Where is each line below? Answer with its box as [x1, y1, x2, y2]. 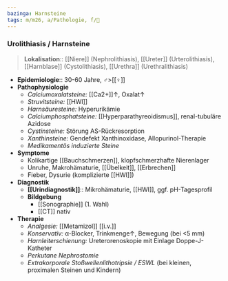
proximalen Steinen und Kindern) [27, 266, 121, 274]
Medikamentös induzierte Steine [27, 141, 119, 149]
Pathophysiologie [17, 83, 69, 91]
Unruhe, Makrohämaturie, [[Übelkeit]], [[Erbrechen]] [27, 163, 176, 171]
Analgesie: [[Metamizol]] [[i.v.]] [27, 222, 116, 230]
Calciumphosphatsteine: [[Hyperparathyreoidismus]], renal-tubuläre [27, 112, 222, 121]
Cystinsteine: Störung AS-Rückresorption [27, 127, 145, 135]
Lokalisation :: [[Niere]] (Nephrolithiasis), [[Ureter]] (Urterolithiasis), [23, 54, 215, 63]
